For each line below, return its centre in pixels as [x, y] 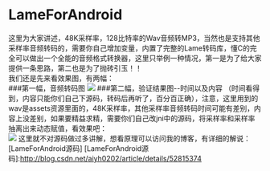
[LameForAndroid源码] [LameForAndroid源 [79, 148]
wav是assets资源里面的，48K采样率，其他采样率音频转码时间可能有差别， [131, 108]
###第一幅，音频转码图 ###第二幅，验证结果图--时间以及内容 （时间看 [131, 88]
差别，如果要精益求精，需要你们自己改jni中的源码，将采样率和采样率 [142, 118]
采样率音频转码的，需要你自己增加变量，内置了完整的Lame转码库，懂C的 [129, 48]
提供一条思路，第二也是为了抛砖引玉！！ [75, 68]
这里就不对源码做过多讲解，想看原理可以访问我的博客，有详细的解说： [134, 138]
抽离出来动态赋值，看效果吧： [57, 128]
